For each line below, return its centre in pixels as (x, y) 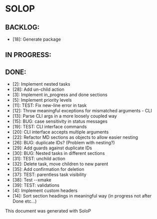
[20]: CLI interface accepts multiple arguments (60, 132)
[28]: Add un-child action (38, 89)
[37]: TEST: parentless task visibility (49, 175)
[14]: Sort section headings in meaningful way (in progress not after (82, 196)
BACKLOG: (22, 27)
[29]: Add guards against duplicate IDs (52, 148)
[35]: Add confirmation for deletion (48, 169)
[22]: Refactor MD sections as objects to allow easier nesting (75, 137)
